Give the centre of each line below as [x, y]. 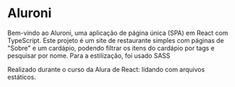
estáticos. [22, 77]
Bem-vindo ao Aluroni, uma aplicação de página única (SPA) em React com [118, 33]
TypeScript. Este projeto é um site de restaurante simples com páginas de [116, 40]
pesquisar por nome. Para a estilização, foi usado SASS [89, 56]
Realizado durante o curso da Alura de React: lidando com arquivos [106, 69]
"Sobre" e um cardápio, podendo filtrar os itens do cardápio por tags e [111, 48]
